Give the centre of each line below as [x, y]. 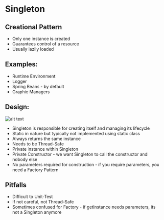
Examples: [22, 64]
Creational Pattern [34, 27]
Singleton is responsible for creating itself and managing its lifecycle [81, 128]
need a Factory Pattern [35, 170]
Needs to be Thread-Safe [38, 144]
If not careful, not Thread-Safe [43, 202]
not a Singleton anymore [37, 212]
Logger [19, 81]
